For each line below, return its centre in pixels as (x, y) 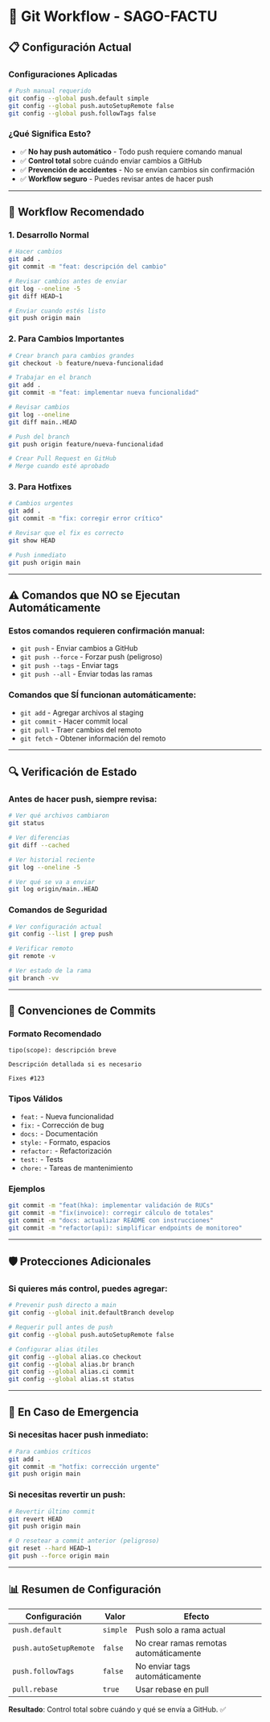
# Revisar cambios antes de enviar (68, 281)
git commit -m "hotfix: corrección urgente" (84, 1467)
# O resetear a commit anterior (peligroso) (84, 1541)
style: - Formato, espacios (65, 1142)
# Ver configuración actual (55, 927)
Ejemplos (27, 1189)
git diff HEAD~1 (35, 296)
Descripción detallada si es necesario (75, 1064)
